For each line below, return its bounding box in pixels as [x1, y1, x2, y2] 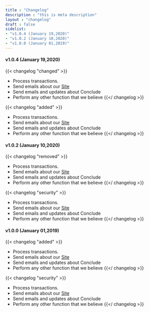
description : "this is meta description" [5, 12, 97, 17]
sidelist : [5, 27, 27, 32]
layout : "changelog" [5, 17, 52, 22]
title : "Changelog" [5, 7, 49, 13]
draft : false [5, 21, 36, 27]
